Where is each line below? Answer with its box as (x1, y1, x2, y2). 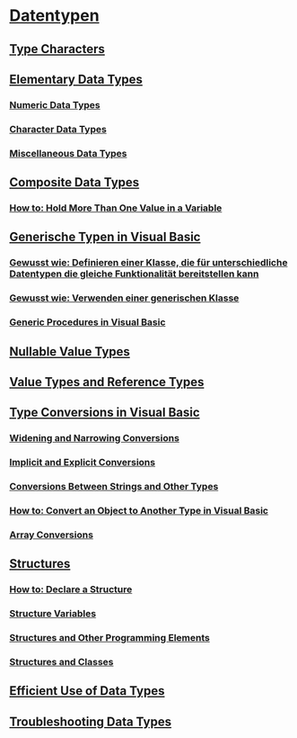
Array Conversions (9, 528, 94, 541)
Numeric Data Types (9, 98, 100, 111)
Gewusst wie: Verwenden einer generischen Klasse (9, 292, 240, 304)
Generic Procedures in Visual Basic (9, 316, 166, 328)
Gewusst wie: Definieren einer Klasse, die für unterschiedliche (9, 256, 288, 269)
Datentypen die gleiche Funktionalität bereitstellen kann (9, 267, 259, 280)
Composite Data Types (9, 175, 140, 190)
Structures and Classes (9, 656, 114, 669)
